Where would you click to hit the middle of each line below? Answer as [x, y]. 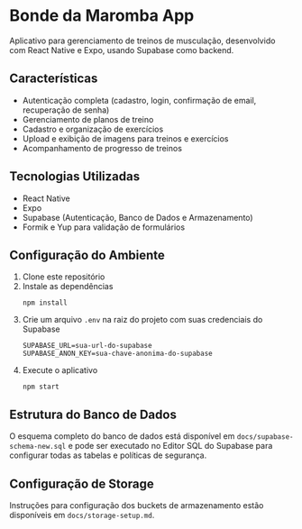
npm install [45, 303]
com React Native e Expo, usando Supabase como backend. [122, 50]
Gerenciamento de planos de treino [88, 119]
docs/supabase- [265, 437]
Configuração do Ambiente [87, 255]
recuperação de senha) [66, 110]
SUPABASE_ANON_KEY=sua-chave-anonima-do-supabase [118, 354]
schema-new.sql [38, 447]
